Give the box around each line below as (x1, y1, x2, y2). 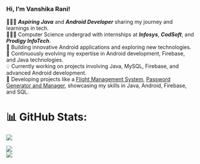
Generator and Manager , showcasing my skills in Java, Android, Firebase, (6, 82, 187, 89)
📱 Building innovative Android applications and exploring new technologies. (6, 44, 192, 51)
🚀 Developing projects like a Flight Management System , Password (6, 76, 171, 83)
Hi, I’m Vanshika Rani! (6, 5, 70, 13)
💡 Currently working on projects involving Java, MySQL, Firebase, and (6, 63, 179, 70)
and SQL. (6, 88, 29, 95)
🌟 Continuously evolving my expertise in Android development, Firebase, (6, 50, 185, 57)
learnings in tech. (6, 24, 49, 32)
